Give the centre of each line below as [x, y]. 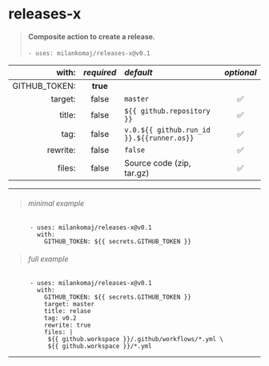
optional [240, 73]
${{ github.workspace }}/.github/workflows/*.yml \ [136, 339]
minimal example [56, 203]
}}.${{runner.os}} [159, 138]
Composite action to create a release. [92, 36]
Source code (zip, [157, 163]
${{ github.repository [167, 111]
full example [48, 259]
